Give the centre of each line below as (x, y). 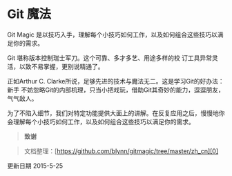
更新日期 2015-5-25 (35, 166)
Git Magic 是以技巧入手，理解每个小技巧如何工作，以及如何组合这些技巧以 (112, 35)
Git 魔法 (29, 14)
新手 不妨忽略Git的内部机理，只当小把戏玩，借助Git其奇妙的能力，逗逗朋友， (116, 90)
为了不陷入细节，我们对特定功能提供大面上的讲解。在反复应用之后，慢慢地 (113, 113)
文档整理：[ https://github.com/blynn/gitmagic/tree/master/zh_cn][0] (121, 151)
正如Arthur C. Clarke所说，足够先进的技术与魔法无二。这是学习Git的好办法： (116, 81)
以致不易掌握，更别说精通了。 (61, 66)
